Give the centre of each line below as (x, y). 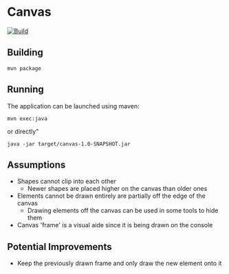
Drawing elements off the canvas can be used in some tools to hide (123, 211)
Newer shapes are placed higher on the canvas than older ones (117, 189)
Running (26, 90)
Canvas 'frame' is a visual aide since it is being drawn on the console (115, 225)
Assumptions (36, 164)
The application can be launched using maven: (73, 106)
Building (25, 53)
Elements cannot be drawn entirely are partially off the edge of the (111, 196)
